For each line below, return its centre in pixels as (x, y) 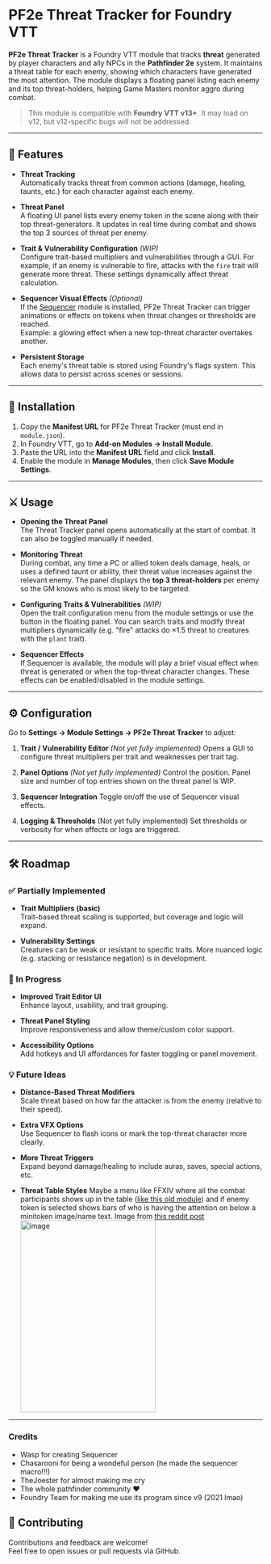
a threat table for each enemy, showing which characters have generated (130, 71)
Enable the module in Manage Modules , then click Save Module (127, 460)
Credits (23, 1437)
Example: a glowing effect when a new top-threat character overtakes (136, 332)
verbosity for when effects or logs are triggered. (100, 830)
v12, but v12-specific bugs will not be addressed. (109, 121)
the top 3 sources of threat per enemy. (84, 233)
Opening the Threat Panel (64, 522)
